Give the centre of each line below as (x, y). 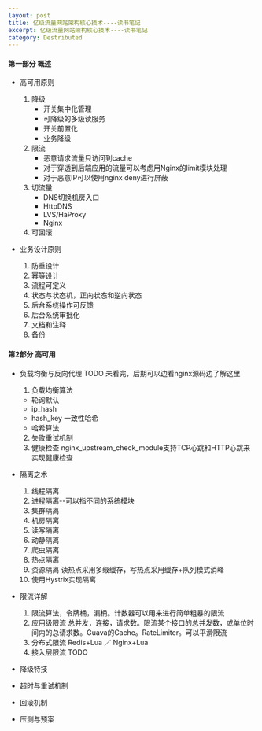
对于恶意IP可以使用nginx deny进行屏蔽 (105, 178)
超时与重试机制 (44, 685)
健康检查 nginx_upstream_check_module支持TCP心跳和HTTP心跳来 (140, 447)
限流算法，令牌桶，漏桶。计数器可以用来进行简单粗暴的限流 (128, 613)
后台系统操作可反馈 (63, 305)
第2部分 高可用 (32, 354)
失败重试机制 (52, 437)
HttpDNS (57, 206)
